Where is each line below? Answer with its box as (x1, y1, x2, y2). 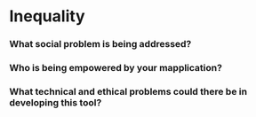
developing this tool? (9, 96, 102, 108)
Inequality (9, 6, 86, 27)
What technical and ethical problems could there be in (9, 85, 247, 97)
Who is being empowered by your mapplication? (9, 62, 222, 74)
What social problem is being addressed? (9, 38, 192, 51)
